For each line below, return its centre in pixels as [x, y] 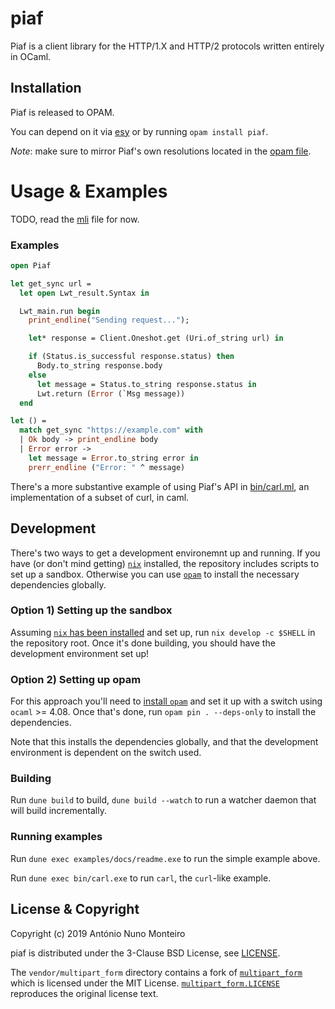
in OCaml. [31, 56]
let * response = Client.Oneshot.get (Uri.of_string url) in [156, 338]
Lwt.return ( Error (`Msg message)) [111, 393]
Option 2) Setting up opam [76, 679]
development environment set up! [80, 653]
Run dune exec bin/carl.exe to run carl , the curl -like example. [141, 878]
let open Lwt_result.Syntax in [84, 293]
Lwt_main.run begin [60, 311]
